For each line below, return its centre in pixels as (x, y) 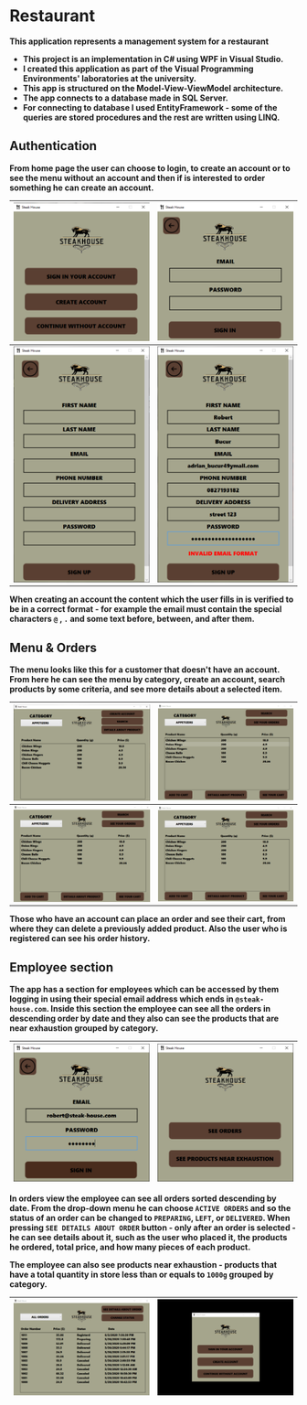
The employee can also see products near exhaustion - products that (143, 1264)
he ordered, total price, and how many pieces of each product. (130, 1247)
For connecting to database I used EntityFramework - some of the (150, 107)
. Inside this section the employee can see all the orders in (159, 1009)
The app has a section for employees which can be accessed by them (144, 990)
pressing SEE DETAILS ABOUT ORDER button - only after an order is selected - (153, 1228)
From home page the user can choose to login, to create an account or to (150, 168)
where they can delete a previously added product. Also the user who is (148, 928)
